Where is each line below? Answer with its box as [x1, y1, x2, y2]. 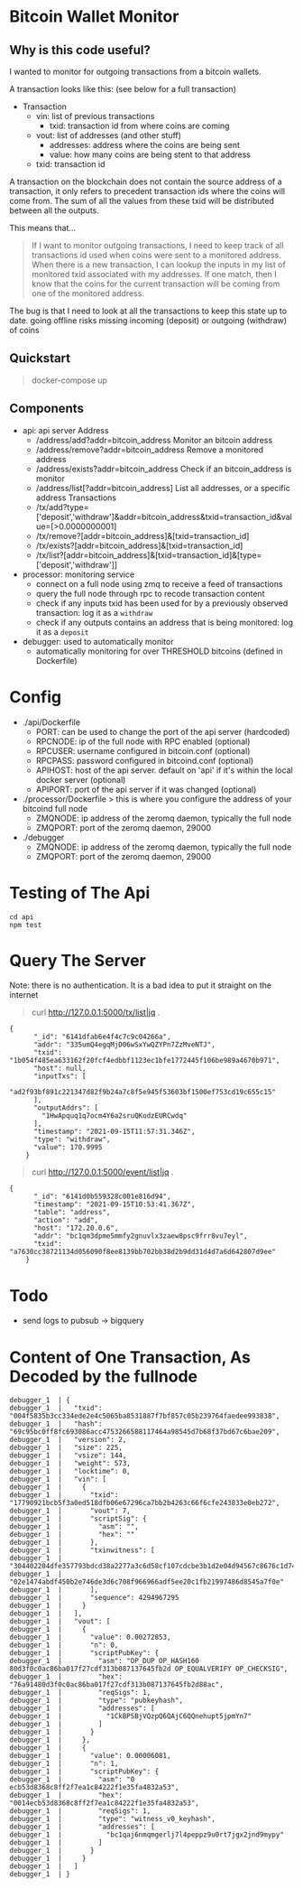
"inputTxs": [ [32, 1072, 87, 1081]
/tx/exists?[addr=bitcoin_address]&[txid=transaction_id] [35, 540, 243, 551]
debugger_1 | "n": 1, [9, 1759, 119, 1769]
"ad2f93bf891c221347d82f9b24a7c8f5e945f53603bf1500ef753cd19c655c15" [9, 1088, 277, 1097]
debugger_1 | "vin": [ [9, 1474, 106, 1484]
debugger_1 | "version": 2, [9, 1436, 127, 1445]
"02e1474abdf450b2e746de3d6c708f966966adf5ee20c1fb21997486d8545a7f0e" [9, 1577, 284, 1586]
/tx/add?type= [35, 501, 89, 512]
